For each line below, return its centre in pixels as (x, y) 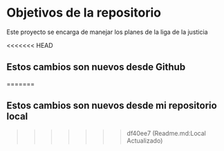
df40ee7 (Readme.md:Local (167, 133)
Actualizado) (145, 141)
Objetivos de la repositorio (84, 13)
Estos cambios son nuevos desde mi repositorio (112, 106)
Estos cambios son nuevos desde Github (96, 67)
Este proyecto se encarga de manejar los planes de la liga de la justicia (107, 32)
